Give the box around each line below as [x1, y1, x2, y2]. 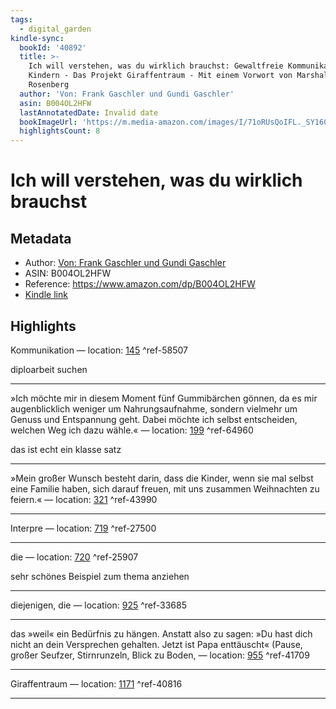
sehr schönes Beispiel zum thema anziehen [10, 570, 190, 582]
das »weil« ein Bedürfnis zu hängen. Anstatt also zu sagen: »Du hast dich [10, 627, 313, 640]
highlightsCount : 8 [19, 126, 101, 136]
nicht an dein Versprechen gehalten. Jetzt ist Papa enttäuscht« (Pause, [10, 638, 303, 650]
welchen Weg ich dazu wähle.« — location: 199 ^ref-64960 [10, 424, 254, 436]
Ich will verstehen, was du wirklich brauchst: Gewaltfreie [28, 61, 284, 71]
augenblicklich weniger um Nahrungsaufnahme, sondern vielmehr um [10, 402, 298, 415]
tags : [10, 14, 33, 25]
